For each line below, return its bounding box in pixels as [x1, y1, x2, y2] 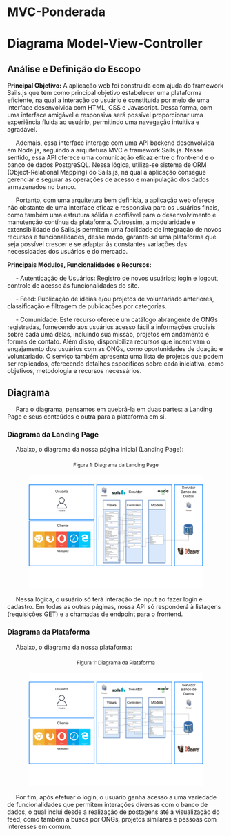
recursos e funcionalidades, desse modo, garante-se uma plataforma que [7, 232, 217, 241]
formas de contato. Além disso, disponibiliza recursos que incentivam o [7, 337, 210, 346]
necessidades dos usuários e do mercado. [7, 248, 128, 256]
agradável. [7, 126, 37, 134]
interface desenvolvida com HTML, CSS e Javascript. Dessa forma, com [7, 103, 212, 112]
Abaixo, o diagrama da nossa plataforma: [15, 643, 132, 651]
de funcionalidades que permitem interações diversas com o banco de [7, 800, 208, 808]
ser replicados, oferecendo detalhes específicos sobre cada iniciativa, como [7, 359, 224, 368]
